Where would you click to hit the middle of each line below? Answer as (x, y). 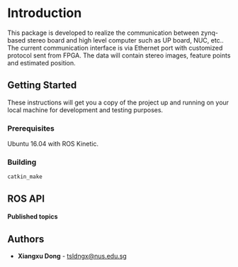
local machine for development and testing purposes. (85, 110)
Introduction (45, 13)
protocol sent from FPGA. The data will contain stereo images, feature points (119, 55)
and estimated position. (41, 62)
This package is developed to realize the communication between (103, 33)
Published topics (33, 217)
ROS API (26, 198)
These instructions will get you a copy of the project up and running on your (118, 102)
